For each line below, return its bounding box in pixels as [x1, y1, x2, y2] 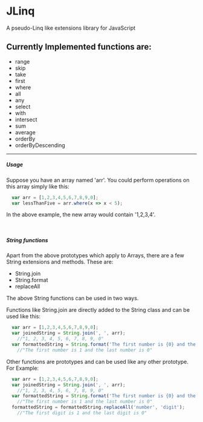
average [14, 128, 36, 136]
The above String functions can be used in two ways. [6, 295, 139, 302]
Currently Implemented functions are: [6, 42, 152, 52]
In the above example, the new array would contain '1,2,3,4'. [6, 211, 156, 219]
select [14, 103, 31, 110]
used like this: [6, 313, 41, 320]
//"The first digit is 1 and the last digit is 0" [17, 410, 147, 416]
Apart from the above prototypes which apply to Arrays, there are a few [6, 252, 184, 259]
